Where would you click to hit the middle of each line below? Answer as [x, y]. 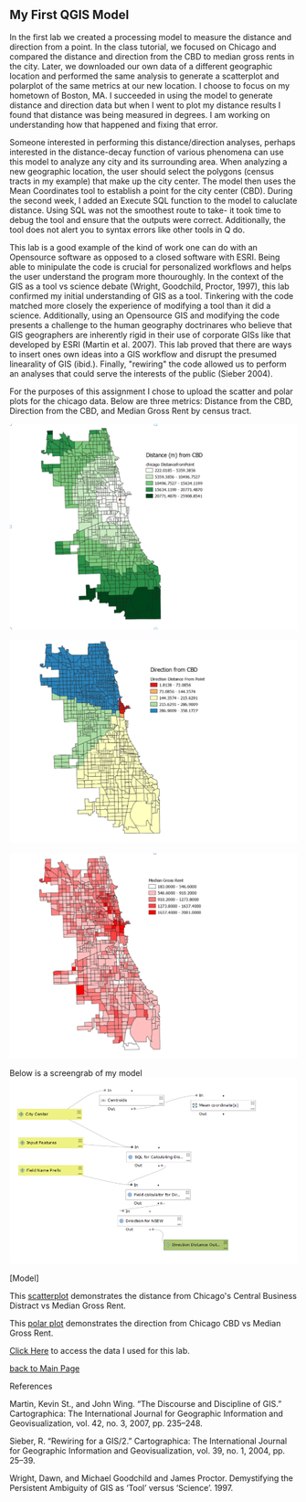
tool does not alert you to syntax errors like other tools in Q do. [127, 229]
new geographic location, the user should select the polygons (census [142, 171]
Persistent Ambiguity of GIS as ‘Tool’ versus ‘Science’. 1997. [121, 1488]
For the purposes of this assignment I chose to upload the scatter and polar [152, 391]
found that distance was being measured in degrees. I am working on [140, 114]
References [31, 1386]
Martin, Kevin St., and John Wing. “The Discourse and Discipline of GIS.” [146, 1404]
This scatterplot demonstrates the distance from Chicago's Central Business [153, 1296]
